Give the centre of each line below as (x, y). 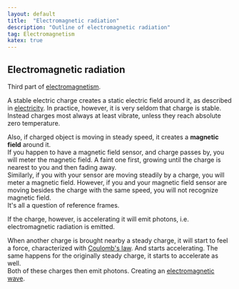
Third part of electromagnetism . (54, 86)
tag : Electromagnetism (41, 34)
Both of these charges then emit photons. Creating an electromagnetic (111, 270)
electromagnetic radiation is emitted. (61, 226)
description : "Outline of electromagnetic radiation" (89, 27)
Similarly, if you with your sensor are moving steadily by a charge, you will (116, 175)
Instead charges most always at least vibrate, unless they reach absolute (114, 116)
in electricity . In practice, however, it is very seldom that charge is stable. (115, 108)
